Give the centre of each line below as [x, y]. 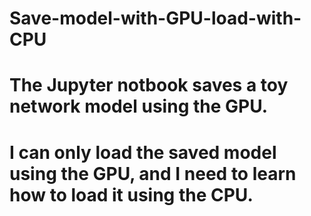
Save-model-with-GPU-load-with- [155, 18]
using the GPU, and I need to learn [153, 173]
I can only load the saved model [143, 152]
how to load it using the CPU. [131, 194]
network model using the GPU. [139, 106]
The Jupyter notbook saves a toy [149, 85]
